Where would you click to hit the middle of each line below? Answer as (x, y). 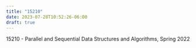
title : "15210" (25, 11)
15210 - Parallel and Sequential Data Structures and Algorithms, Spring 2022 (98, 39)
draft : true (20, 22)
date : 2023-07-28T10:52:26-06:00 (47, 17)
